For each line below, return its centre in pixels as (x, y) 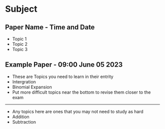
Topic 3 (20, 49)
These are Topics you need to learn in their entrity (63, 77)
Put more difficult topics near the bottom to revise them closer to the (82, 92)
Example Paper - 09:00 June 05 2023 (64, 65)
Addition (21, 117)
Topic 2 (20, 44)
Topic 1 (19, 39)
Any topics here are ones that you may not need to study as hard (78, 111)
